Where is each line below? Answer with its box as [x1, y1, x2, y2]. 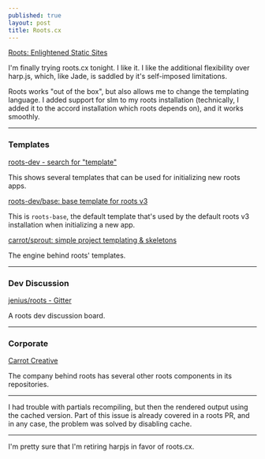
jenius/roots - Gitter [8, 295, 73, 305]
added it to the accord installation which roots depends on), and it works [8, 103, 244, 113]
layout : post [8, 19, 51, 27]
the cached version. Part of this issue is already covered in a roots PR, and [8, 411, 250, 420]
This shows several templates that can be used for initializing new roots [8, 172, 241, 182]
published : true [8, 11, 62, 20]
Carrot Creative [8, 356, 58, 366]
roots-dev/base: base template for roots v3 [8, 196, 148, 205]
